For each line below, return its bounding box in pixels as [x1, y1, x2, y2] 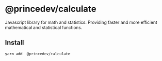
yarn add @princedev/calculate [5, 51, 70, 56]
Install [5, 39, 24, 47]
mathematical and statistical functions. [5, 24, 82, 30]
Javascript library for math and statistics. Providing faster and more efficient [5, 19, 158, 25]
